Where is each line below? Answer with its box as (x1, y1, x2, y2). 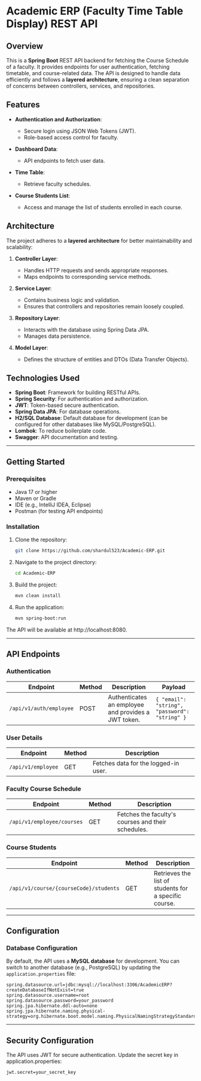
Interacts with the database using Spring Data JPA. (23, 326, 150, 333)
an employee (108, 700, 145, 708)
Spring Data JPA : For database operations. (14, 408, 121, 415)
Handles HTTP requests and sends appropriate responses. (23, 266, 169, 274)
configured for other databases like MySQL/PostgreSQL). (14, 421, 157, 428)
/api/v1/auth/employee (9, 705, 74, 711)
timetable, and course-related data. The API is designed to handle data (6, 70, 181, 76)
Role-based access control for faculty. (23, 133, 118, 141)
